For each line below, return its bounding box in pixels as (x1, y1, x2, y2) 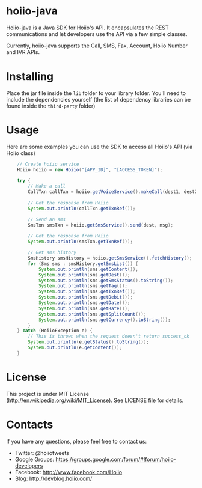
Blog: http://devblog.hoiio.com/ (14, 475, 93, 482)
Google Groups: (14, 456, 55, 463)
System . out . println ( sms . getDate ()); (38, 300, 130, 306)
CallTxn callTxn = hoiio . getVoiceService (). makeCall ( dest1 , (28, 189, 182, 195)
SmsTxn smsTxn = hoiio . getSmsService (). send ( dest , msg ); (28, 222, 173, 228)
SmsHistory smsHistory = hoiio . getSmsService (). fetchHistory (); (28, 255, 192, 261)
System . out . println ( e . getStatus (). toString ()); (28, 339, 149, 345)
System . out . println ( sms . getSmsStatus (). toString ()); (38, 278, 173, 284)
